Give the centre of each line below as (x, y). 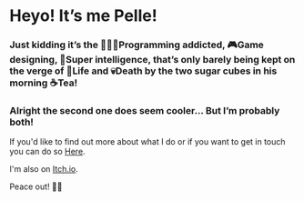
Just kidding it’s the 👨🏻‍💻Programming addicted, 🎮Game (137, 45)
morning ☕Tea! (44, 83)
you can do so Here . (47, 152)
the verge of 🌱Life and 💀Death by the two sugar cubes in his (143, 71)
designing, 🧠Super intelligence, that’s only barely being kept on (152, 60)
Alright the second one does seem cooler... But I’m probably (145, 111)
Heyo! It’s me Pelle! (83, 16)
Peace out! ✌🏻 (36, 186)
